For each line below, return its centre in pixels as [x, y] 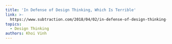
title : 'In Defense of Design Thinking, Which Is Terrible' [71, 10]
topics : [14, 24]
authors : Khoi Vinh [26, 33]
